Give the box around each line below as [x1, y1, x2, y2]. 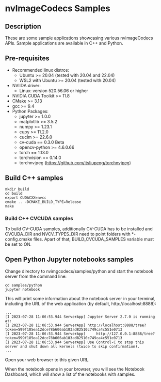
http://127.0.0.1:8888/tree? [96, 331, 155, 336]
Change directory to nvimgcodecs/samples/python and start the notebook [5, 268, 154, 274]
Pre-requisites [5, 54, 49, 63]
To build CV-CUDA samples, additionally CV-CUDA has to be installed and [5, 226, 153, 232]
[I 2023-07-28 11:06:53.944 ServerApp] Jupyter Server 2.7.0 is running [5, 314, 155, 319]
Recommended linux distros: [12, 67, 69, 73]
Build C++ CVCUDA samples [5, 215, 74, 222]
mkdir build [5, 187, 29, 191]
